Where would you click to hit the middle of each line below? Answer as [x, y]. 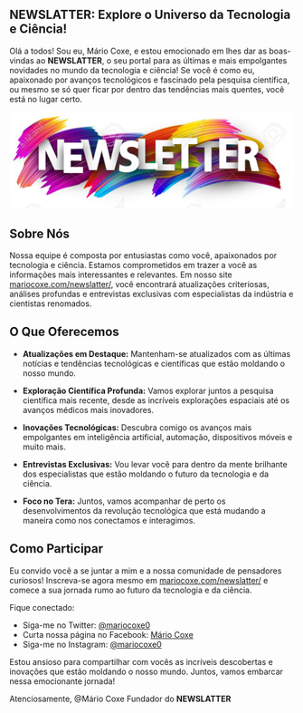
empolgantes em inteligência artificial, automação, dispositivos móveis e [157, 437]
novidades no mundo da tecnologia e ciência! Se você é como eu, [132, 70]
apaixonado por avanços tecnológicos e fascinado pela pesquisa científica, [150, 80]
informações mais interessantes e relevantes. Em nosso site [121, 275]
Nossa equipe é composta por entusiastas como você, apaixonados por [143, 255]
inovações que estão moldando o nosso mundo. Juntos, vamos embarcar [146, 671]
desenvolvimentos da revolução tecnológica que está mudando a [144, 510]
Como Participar [57, 549]
